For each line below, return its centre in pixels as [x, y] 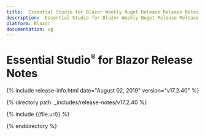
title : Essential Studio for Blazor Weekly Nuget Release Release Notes [103, 12]
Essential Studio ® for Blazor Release [100, 60]
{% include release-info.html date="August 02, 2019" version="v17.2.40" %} [103, 90]
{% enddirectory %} [32, 126]
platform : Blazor [29, 23]
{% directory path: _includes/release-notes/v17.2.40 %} [77, 102]
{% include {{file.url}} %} [38, 114]
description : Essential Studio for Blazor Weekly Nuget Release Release [103, 18]
